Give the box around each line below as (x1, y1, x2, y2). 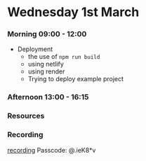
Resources (7, 111, 45, 121)
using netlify (27, 60, 65, 69)
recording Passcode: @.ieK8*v (7, 146, 96, 154)
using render (27, 67, 65, 76)
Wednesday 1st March (7, 4, 140, 20)
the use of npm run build (27, 52, 100, 61)
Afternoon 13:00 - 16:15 (7, 92, 89, 102)
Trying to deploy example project (27, 75, 124, 83)
